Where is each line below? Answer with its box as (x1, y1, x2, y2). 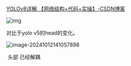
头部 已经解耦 (7, 54, 40, 61)
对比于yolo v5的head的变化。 (6, 29, 79, 36)
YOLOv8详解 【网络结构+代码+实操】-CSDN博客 (6, 5, 126, 12)
